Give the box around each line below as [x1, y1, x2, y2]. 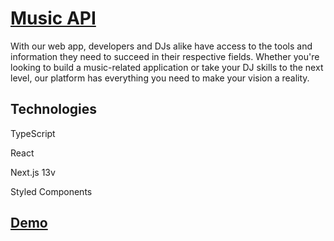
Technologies [10, 101, 98, 118]
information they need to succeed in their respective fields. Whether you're [10, 50, 320, 62]
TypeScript [10, 127, 56, 139]
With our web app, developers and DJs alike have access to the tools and [10, 40, 313, 52]
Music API [10, 7, 97, 30]
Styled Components [10, 185, 93, 197]
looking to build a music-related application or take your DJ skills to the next [10, 61, 324, 73]
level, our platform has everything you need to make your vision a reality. [10, 72, 310, 84]
